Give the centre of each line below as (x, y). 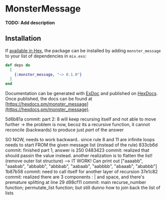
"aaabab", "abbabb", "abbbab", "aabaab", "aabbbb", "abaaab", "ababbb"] (81, 166)
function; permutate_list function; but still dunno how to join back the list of (83, 188)
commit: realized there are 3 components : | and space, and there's (75, 177)
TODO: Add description (30, 23)
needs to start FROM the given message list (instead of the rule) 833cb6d (81, 145)
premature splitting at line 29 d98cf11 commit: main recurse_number (76, 182)
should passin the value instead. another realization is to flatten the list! (79, 156)
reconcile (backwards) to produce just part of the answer (65, 130)
